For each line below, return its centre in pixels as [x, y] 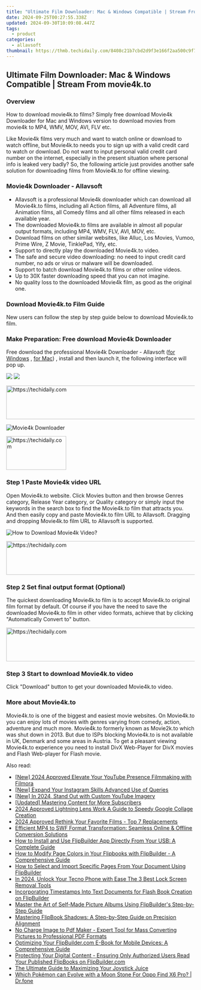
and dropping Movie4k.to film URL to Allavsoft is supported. [80, 521]
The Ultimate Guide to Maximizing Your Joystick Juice [81, 968]
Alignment [28, 923]
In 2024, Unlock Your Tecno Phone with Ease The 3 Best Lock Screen [101, 878]
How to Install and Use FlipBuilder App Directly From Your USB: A [95, 841]
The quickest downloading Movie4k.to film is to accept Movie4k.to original [98, 600]
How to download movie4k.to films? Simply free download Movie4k [89, 115]
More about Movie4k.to [41, 702]
